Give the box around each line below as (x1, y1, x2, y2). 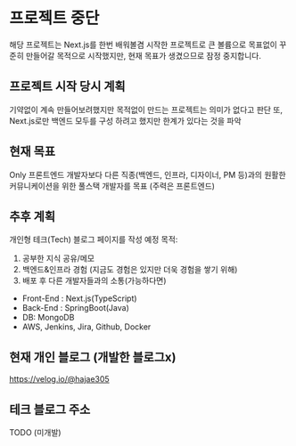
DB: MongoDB (21, 312, 75, 323)
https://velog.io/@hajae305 (9, 374, 110, 385)
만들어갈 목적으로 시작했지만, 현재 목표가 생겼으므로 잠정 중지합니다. (25, 50, 261, 61)
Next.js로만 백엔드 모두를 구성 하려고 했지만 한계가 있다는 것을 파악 (9, 115, 243, 126)
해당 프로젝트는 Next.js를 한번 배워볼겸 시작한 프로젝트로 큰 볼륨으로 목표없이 (9, 39, 278, 50)
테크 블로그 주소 (9, 401, 91, 417)
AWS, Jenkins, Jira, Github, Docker (21, 321, 152, 332)
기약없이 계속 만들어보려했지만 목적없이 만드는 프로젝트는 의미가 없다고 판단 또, (9, 104, 284, 115)
